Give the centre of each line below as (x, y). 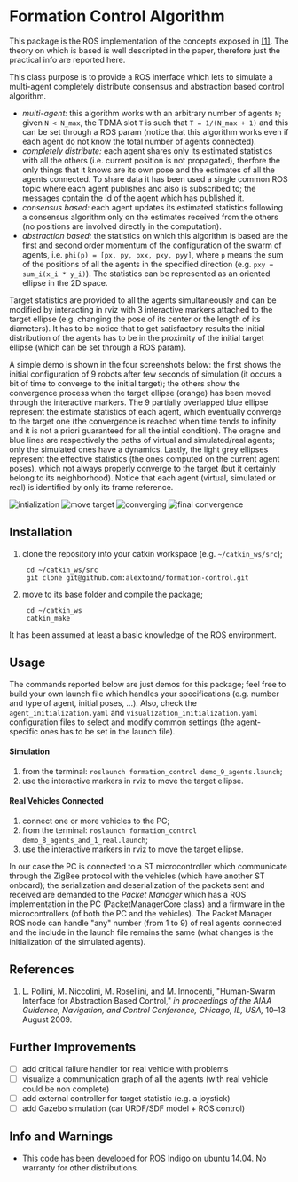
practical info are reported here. (67, 59)
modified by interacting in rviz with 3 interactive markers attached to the (141, 309)
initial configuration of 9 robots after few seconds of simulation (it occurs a (145, 374)
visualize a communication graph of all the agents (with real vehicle (145, 1079)
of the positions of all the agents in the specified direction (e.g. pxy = (148, 264)
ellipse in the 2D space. (65, 282)
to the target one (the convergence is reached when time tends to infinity (143, 421)
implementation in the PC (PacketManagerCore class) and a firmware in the (147, 904)
